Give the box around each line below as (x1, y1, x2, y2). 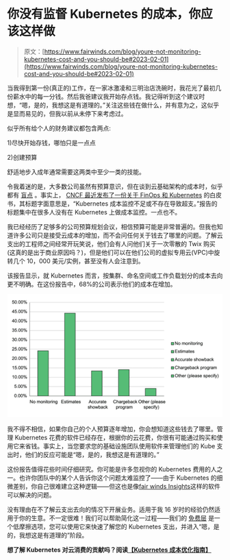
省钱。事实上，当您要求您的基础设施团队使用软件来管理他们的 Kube (25, 442, 216, 450)
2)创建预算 (7, 153, 38, 161)
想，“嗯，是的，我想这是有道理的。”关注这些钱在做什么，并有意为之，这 (7, 101, 207, 109)
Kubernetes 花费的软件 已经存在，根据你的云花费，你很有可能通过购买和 (14, 433, 217, 442)
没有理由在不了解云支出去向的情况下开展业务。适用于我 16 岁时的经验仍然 (7, 505, 215, 514)
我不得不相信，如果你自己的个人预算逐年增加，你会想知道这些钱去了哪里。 (7, 425, 217, 433)
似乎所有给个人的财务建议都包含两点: (7, 124, 112, 132)
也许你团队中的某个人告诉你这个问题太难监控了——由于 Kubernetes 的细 (18, 474, 223, 482)
